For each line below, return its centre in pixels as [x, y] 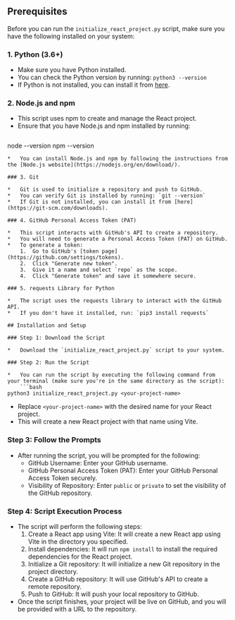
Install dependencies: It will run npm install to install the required [123, 549]
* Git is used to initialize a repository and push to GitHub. [105, 190]
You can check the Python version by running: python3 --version [112, 78]
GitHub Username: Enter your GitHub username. [98, 463]
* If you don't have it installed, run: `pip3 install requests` [108, 314]
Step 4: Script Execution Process [65, 511]
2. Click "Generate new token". [69, 264]
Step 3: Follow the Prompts [54, 440]
